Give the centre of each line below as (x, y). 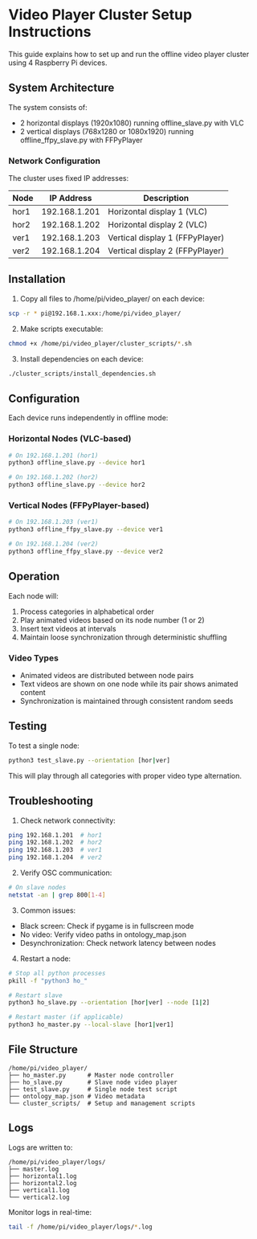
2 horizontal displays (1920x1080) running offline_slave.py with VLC (132, 123)
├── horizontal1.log (43, 1176)
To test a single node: (44, 746)
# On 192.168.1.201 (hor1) (53, 456)
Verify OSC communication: (66, 873)
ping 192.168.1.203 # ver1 (55, 850)
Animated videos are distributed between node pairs (107, 675)
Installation (37, 279)
